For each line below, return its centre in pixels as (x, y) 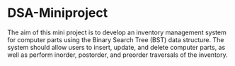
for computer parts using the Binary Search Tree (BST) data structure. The (116, 39)
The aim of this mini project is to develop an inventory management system (117, 32)
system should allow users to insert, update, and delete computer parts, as (116, 47)
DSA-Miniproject (58, 13)
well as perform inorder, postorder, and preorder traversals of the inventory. (117, 55)
